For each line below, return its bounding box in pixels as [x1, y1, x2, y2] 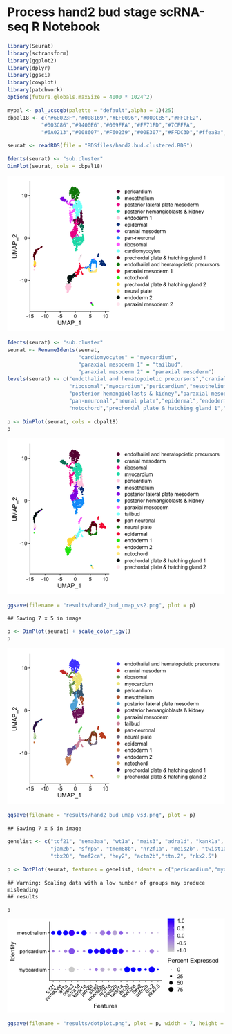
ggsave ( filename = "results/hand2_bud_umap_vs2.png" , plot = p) [7, 602, 196, 609]
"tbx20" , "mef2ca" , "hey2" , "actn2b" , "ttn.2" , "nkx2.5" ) [50, 852, 217, 860]
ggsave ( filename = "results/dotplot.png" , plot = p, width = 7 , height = [7, 1020, 224, 1027]
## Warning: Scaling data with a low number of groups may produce [7, 879, 206, 886]
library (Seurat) [7, 42, 54, 49]
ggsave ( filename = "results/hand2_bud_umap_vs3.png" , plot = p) [7, 812, 196, 819]
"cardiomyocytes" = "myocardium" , [78, 353, 177, 360]
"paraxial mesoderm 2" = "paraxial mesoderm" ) [78, 368, 215, 376]
